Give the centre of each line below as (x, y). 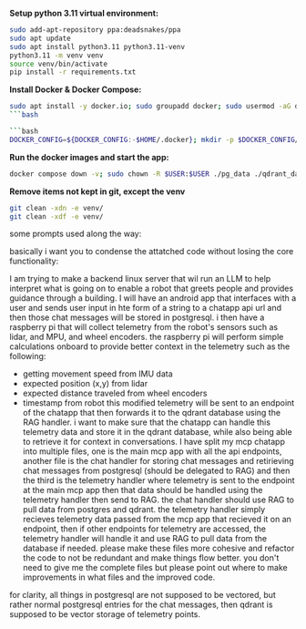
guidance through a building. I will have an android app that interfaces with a (153, 298)
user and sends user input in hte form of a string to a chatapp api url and (146, 308)
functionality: (34, 261)
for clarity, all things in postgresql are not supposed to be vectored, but (143, 595)
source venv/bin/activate (58, 64)
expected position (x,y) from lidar (85, 384)
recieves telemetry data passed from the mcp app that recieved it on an (157, 520)
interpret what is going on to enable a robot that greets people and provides (152, 289)
